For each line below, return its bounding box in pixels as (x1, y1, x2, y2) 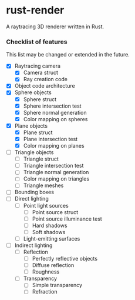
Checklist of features (6, 38, 67, 46)
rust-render (6, 4, 65, 17)
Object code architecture (14, 82, 75, 89)
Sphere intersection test (23, 102, 82, 109)
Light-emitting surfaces (23, 235, 80, 242)
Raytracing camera (14, 62, 60, 69)
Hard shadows (32, 222, 67, 229)
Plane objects (14, 122, 48, 129)
